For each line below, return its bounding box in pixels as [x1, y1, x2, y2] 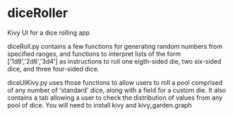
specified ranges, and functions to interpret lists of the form [7, 50, 181, 58]
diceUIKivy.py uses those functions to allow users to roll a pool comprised [7, 78, 223, 86]
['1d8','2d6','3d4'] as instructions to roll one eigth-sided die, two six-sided [7, 57, 222, 65]
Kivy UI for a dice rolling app [7, 28, 90, 37]
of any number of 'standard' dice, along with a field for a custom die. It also [7, 86, 227, 94]
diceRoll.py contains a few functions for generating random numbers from [7, 42, 223, 50]
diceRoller [7, 5, 68, 21]
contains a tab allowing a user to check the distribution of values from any [7, 93, 223, 102]
